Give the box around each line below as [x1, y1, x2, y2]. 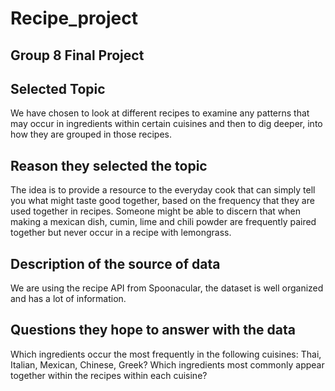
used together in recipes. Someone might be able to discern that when [10, 205, 302, 217]
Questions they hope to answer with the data [10, 322, 296, 339]
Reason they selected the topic [10, 157, 208, 174]
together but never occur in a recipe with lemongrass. [10, 227, 232, 239]
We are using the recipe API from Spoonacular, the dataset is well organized [10, 282, 324, 294]
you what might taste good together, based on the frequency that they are [10, 195, 315, 207]
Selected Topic [10, 80, 106, 97]
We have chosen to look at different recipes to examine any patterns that [10, 107, 310, 119]
